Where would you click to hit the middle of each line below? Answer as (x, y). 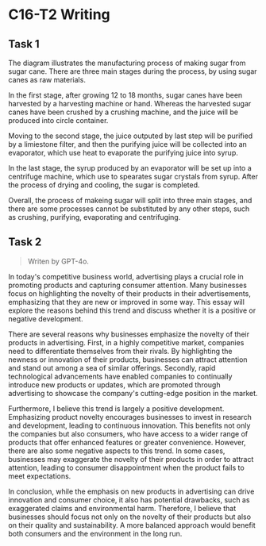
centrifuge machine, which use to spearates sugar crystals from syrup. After (133, 177)
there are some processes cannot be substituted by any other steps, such (129, 209)
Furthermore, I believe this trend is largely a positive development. (116, 408)
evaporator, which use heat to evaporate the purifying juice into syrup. (123, 153)
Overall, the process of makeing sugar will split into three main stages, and (130, 200)
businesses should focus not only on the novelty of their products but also (130, 517)
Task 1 (24, 44)
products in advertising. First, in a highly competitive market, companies (126, 342)
